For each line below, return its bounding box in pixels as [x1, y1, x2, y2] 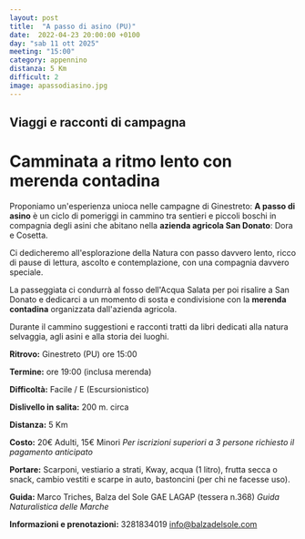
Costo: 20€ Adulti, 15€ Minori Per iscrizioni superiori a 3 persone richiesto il [9, 436, 295, 447]
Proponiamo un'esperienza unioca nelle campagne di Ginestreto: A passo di [9, 200, 296, 211]
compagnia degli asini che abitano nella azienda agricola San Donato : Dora [9, 219, 293, 230]
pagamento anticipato [9, 446, 94, 457]
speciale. [9, 266, 44, 278]
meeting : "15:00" [9, 47, 76, 56]
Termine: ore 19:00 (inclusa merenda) [9, 366, 152, 377]
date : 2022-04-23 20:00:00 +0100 [9, 30, 141, 39]
